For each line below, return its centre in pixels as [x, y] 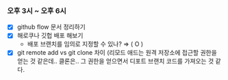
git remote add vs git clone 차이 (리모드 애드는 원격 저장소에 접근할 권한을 [117, 53]
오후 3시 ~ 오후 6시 [37, 10]
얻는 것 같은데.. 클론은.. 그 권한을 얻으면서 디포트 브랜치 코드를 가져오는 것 [115, 61]
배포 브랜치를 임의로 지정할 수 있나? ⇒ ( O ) [85, 44]
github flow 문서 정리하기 [51, 27]
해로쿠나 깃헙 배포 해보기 [50, 36]
